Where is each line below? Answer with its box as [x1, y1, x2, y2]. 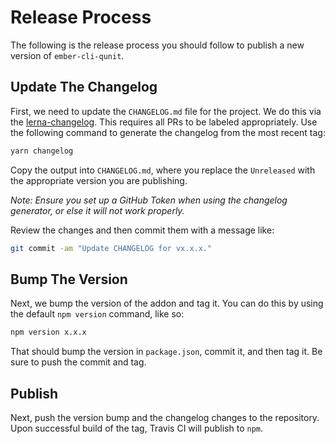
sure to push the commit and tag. [10, 356, 147, 368]
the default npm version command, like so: [10, 308, 185, 320]
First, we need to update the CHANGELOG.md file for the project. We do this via [10, 105, 322, 117]
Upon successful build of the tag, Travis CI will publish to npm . [10, 422, 264, 434]
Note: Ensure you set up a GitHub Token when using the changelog [10, 194, 288, 206]
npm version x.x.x [10, 327, 87, 338]
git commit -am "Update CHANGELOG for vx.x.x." [10, 243, 213, 253]
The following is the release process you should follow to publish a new [10, 39, 305, 51]
